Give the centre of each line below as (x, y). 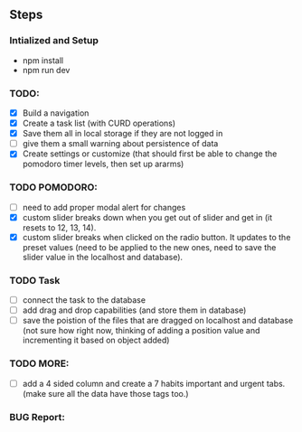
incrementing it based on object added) (96, 340)
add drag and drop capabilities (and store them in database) (134, 310)
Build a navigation (56, 113)
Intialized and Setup (54, 41)
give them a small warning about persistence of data (120, 144)
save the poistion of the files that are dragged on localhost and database (158, 321)
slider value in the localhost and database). (103, 257)
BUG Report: (38, 417)
